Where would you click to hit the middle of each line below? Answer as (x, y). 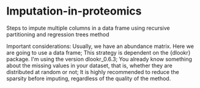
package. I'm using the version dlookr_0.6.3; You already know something (99, 59)
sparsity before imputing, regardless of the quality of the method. (89, 78)
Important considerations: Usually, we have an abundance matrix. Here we (100, 46)
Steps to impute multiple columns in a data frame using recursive (88, 28)
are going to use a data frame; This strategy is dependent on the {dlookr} (98, 52)
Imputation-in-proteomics (74, 11)
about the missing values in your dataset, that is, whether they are (89, 66)
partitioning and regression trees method (58, 34)
